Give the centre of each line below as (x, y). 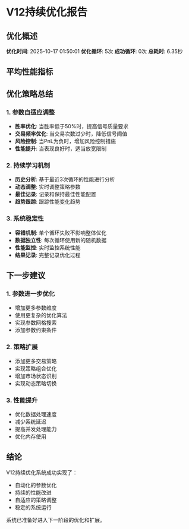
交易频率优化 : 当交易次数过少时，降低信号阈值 (71, 134)
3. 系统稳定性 (25, 218)
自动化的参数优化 (36, 485)
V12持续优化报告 (47, 12)
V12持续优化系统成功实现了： (42, 472)
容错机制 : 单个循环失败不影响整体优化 (61, 233)
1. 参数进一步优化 (31, 293)
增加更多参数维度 (36, 308)
